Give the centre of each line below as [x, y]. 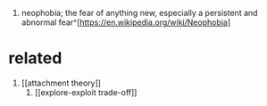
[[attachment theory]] [61, 83]
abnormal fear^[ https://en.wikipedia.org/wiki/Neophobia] [126, 22]
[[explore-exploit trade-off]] [86, 92]
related [35, 58]
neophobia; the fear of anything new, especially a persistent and [139, 13]
